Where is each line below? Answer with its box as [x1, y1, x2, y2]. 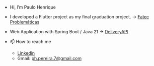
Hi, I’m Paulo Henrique [9, 4, 56, 10]
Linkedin [17, 50, 35, 56]
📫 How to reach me [9, 39, 51, 44]
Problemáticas [9, 19, 40, 25]
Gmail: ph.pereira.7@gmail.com [17, 56, 82, 61]
